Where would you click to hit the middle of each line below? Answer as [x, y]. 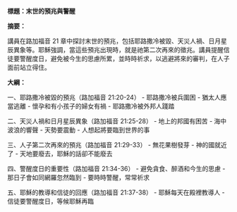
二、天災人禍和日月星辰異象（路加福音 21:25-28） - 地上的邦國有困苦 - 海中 [117, 121]
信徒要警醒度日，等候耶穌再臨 [50, 201]
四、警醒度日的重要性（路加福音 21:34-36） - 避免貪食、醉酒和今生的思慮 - [116, 169]
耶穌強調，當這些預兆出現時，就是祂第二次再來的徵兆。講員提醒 [130, 50]
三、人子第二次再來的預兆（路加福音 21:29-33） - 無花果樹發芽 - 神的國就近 [117, 145]
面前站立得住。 [29, 67]
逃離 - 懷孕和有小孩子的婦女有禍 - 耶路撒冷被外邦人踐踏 [94, 106]
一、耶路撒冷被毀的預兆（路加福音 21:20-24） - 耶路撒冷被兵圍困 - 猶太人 [114, 97]
